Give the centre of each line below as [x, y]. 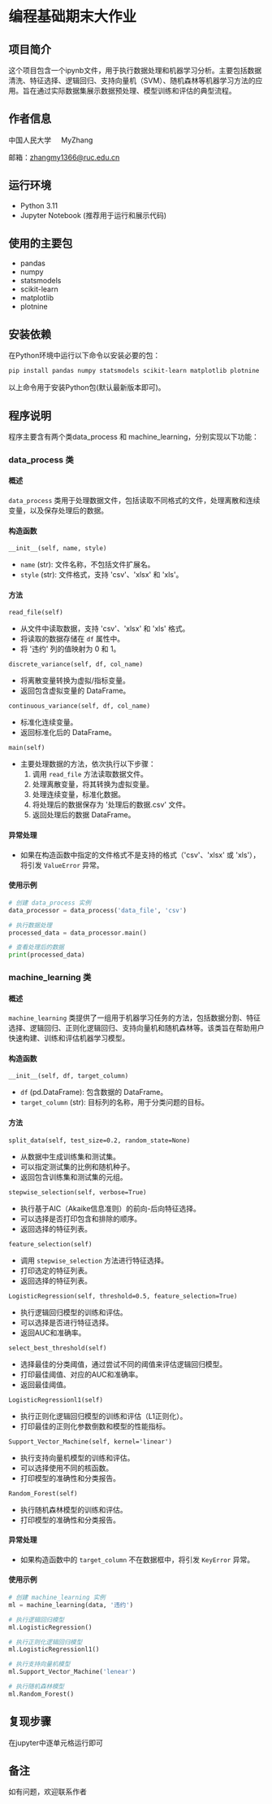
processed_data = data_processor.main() [78, 933]
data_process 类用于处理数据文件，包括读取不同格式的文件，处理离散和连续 [134, 501]
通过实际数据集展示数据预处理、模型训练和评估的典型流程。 [136, 91]
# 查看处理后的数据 [37, 948]
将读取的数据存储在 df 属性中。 [72, 639]
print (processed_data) [47, 955]
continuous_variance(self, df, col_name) [80, 706]
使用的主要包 [41, 244]
